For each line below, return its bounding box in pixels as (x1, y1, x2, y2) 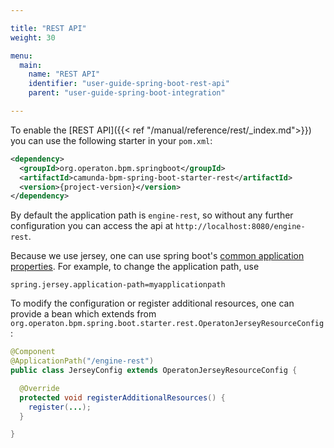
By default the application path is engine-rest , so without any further (10, 209, 294, 221)
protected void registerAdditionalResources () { (19, 392, 226, 403)
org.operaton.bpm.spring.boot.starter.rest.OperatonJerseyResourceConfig (10, 319, 325, 329)
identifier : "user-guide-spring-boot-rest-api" (28, 79, 230, 89)
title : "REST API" (10, 23, 87, 33)
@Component (10, 347, 56, 357)
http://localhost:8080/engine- (175, 222, 306, 232)
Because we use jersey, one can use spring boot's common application (10, 250, 305, 262)
